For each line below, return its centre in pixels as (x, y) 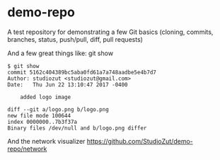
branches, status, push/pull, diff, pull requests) (75, 39)
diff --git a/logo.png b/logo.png (58, 109)
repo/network (27, 149)
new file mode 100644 (39, 115)
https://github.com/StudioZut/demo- (140, 141)
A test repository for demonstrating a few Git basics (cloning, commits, (110, 32)
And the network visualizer (46, 141)
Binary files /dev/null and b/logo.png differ (77, 128)
